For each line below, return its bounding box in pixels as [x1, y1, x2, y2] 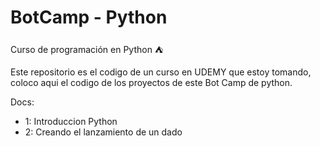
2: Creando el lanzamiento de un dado [24, 126, 183, 138]
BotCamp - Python [10, 6, 168, 29]
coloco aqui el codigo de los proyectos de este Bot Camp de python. [10, 76, 293, 88]
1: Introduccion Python [24, 115, 118, 127]
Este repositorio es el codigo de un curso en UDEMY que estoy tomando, [10, 66, 312, 78]
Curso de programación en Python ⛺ [10, 43, 164, 55]
